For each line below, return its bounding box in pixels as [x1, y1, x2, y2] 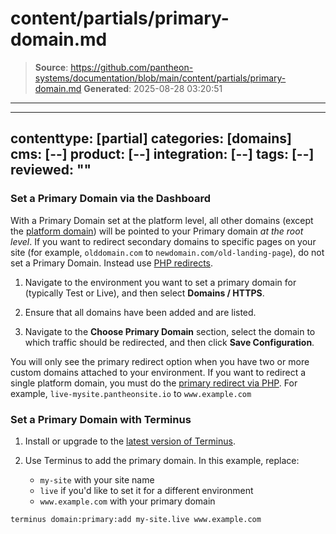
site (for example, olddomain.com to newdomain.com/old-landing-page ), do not [10, 246, 325, 258]
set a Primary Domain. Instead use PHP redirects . [10, 257, 214, 269]
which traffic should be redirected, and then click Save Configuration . [24, 336, 315, 348]
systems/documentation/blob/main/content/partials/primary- [34, 72, 287, 84]
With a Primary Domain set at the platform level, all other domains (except [10, 214, 314, 226]
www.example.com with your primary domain [39, 495, 216, 507]
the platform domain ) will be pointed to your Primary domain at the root [10, 225, 304, 237]
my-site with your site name [39, 473, 155, 486]
